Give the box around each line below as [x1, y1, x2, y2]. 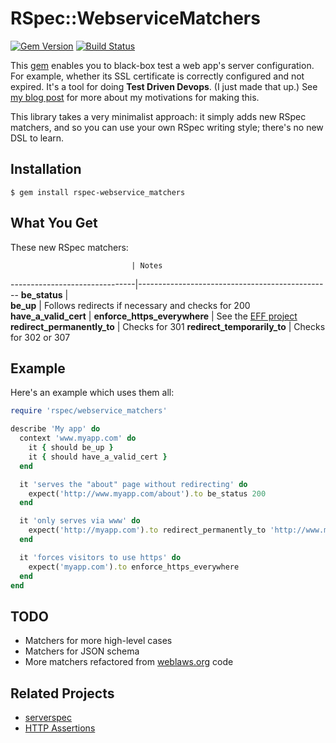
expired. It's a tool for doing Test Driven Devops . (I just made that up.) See [10, 80, 318, 92]
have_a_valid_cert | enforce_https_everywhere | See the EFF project [10, 310, 298, 322]
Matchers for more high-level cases [24, 635, 173, 647]
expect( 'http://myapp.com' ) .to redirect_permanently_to [28, 525, 267, 536]
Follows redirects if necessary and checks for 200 [43, 299, 251, 311]
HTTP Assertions [24, 722, 96, 734]
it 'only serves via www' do [19, 516, 141, 526]
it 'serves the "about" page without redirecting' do [19, 479, 248, 489]
